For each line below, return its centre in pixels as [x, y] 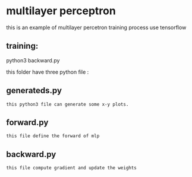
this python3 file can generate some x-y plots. [67, 104]
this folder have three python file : [48, 72]
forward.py [27, 122]
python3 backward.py [33, 60]
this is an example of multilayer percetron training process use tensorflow [96, 27]
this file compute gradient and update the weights [71, 168]
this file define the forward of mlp [53, 136]
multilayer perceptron [61, 11]
